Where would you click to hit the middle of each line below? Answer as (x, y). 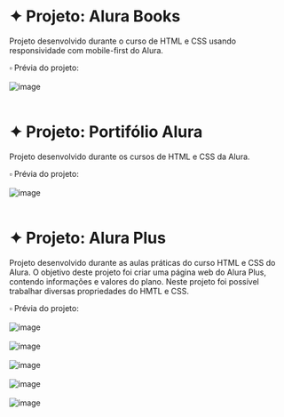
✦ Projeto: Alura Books (95, 16)
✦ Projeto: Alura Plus (88, 238)
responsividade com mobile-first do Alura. (87, 50)
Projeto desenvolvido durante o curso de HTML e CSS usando (123, 41)
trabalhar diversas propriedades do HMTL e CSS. (99, 291)
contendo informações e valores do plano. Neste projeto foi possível (134, 281)
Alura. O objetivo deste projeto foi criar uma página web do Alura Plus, (138, 272)
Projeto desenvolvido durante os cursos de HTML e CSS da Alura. (130, 156)
